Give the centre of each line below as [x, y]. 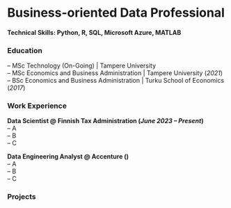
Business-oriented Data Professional [116, 13]
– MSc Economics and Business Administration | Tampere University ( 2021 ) [115, 73]
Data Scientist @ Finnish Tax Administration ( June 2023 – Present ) [105, 121]
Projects [22, 197]
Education [25, 50]
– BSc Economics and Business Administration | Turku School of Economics [116, 81]
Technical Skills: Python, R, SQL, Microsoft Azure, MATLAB [94, 32]
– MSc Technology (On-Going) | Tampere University [82, 66]
